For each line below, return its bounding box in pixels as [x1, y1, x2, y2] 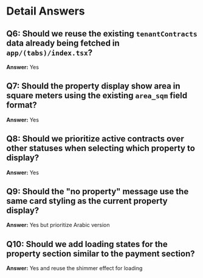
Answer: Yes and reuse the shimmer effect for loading [6, 265, 143, 272]
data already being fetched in [6, 38, 120, 48]
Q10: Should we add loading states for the [6, 239, 168, 249]
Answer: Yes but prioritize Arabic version [6, 222, 110, 229]
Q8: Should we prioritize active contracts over [6, 134, 184, 144]
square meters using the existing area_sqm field [6, 90, 187, 101]
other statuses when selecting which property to [6, 143, 196, 154]
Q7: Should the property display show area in [6, 81, 181, 92]
